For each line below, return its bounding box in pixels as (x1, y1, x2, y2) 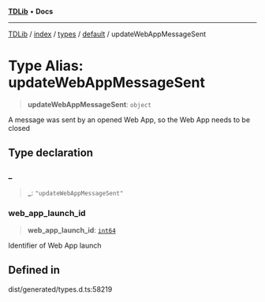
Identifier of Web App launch (8, 240, 102, 250)
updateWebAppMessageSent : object (27, 99, 152, 109)
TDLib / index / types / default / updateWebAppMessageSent (8, 29, 207, 39)
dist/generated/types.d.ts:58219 (8, 284, 113, 294)
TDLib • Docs (8, 7, 54, 16)
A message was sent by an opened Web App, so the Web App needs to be (8, 114, 251, 125)
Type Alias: (8, 57, 84, 75)
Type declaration (8, 146, 93, 160)
